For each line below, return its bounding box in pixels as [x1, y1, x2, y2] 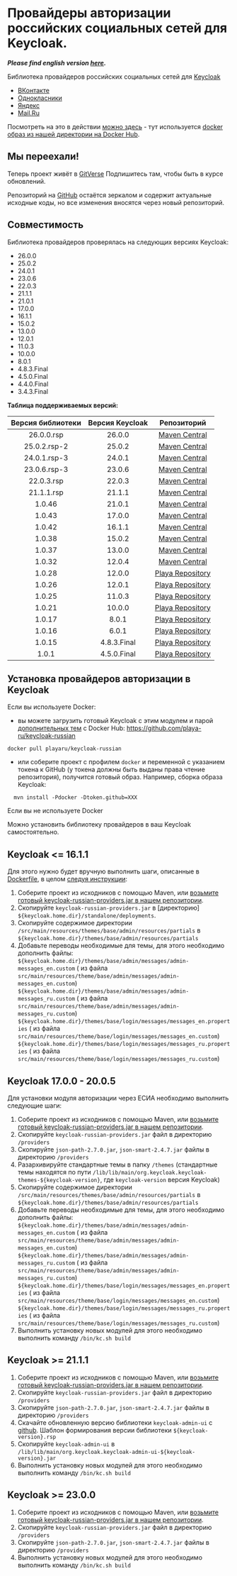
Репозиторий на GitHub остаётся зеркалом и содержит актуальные [7, 190, 212, 199]
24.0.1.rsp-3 [23, 453, 69, 463]
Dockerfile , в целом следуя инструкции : [7, 875, 128, 883]
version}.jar [17, 1455, 57, 1462]
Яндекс [17, 101, 40, 109]
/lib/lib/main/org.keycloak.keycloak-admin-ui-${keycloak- [17, 1448, 196, 1455]
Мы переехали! [7, 150, 79, 162]
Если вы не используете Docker [7, 807, 104, 815]
